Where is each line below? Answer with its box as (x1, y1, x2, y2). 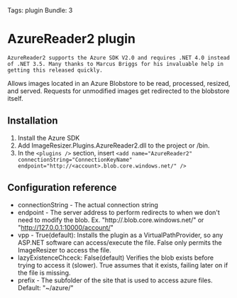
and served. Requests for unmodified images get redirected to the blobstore (7, 87, 230, 95)
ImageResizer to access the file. (17, 245, 111, 254)
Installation (7, 115, 58, 127)
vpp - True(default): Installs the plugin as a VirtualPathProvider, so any (17, 231, 224, 239)
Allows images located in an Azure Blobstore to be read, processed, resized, (7, 79, 231, 87)
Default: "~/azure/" (17, 283, 74, 292)
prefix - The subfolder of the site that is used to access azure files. (17, 276, 213, 285)
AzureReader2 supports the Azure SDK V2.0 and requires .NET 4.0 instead (7, 54, 231, 61)
